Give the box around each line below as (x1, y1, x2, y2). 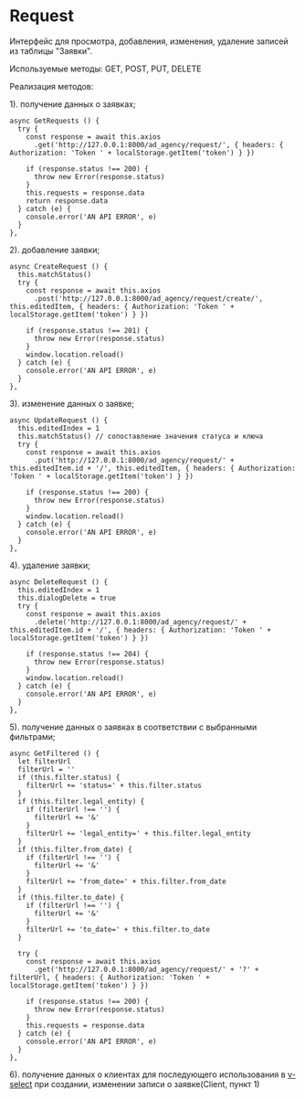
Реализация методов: (9, 80, 94, 91)
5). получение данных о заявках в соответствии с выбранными (9, 721, 258, 732)
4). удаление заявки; (9, 560, 91, 571)
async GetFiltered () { (9, 749, 100, 758)
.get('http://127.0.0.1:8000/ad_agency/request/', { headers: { (33, 140, 284, 149)
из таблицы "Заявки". (9, 45, 93, 56)
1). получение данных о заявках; (9, 98, 136, 110)
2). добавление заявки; (9, 244, 100, 255)
